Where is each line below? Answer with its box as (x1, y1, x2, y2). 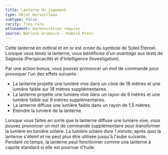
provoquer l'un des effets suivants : (5, 71, 79, 76)
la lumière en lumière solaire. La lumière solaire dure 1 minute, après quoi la (5, 128, 161, 134)
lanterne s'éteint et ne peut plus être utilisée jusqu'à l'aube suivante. (5, 134, 147, 139)
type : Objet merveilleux (5, 12, 58, 17)
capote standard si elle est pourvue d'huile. (5, 144, 95, 150)
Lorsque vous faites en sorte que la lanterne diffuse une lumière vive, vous (5, 118, 160, 123)
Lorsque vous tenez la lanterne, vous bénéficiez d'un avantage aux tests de (5, 50, 163, 56)
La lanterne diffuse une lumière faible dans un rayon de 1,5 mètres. (12, 102, 151, 108)
